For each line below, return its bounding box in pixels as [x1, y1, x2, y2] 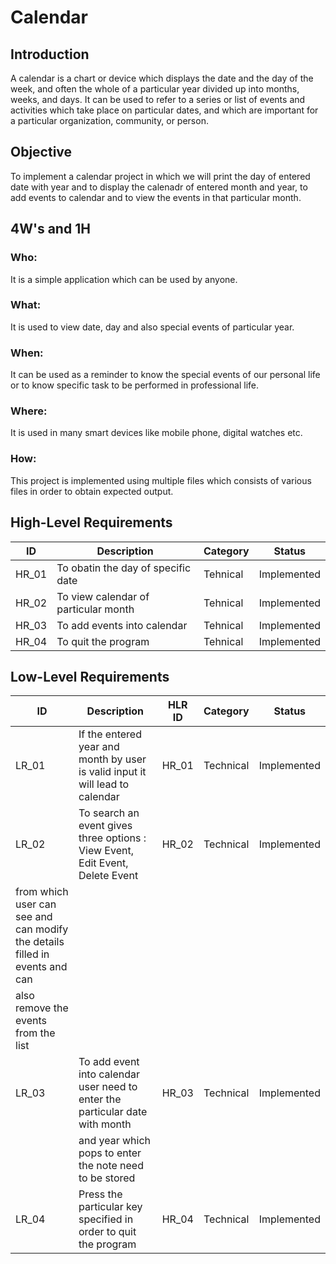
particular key [78, 1200, 143, 1214]
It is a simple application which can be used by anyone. [10, 273, 238, 285]
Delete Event [78, 869, 139, 883]
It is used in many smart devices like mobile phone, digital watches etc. [10, 427, 303, 439]
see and [15, 910, 53, 924]
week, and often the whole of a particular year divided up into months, [10, 83, 300, 95]
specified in [78, 1212, 134, 1226]
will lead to [78, 777, 130, 791]
